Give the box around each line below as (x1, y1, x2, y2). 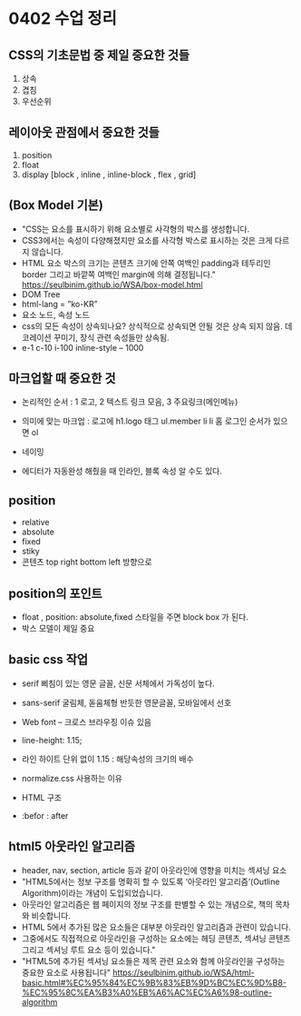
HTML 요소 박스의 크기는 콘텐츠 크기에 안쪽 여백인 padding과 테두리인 (21, 257, 271, 268)
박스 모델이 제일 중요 (21, 623, 95, 634)
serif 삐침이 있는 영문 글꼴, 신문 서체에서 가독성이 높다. (21, 678, 215, 689)
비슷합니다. (31, 910, 72, 921)
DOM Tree (21, 288, 61, 300)
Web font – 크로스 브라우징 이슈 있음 (21, 716, 151, 727)
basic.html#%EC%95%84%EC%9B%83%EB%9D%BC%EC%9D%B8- (21, 977, 287, 988)
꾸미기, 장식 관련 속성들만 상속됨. (53, 332, 170, 343)
